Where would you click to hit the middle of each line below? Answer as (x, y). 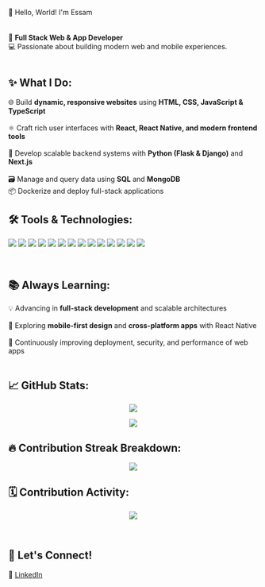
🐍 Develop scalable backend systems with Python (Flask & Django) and (126, 153)
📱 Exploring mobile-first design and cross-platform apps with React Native (132, 326)
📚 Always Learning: (60, 286)
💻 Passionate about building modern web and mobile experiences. (118, 46)
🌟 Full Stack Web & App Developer (66, 37)
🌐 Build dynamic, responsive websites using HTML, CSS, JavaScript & (126, 102)
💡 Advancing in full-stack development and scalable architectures (118, 308)
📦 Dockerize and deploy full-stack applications (86, 191)
